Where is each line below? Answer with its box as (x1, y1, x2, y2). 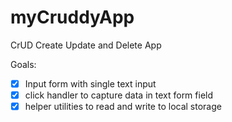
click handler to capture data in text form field (24, 89, 214, 101)
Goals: (10, 58, 37, 70)
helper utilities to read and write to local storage (24, 101, 222, 113)
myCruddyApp (10, 6, 135, 29)
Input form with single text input (24, 77, 157, 90)
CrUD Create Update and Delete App (10, 39, 162, 51)
